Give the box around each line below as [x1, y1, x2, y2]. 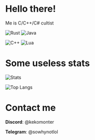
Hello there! [5, 3, 56, 15]
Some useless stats [5, 58, 90, 69]
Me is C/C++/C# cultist [5, 20, 54, 26]
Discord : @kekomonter [5, 119, 55, 125]
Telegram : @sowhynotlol [5, 128, 58, 135]
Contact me [5, 102, 56, 114]
